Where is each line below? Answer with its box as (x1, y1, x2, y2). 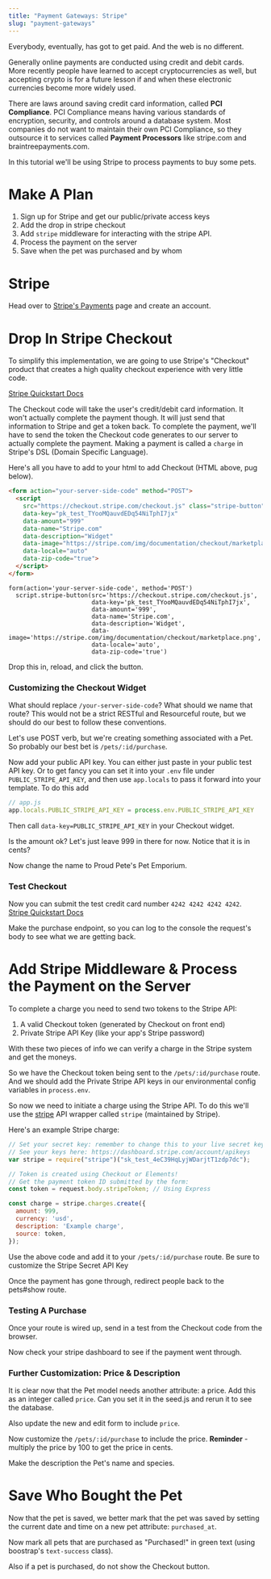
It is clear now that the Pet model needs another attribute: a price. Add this (8, 1385, 256, 1396)
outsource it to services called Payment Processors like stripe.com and (8, 132, 248, 142)
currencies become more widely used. (8, 82, 136, 93)
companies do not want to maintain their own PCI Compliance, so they (8, 124, 242, 134)
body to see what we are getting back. (8, 932, 136, 942)
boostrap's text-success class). (8, 1546, 114, 1556)
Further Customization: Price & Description (8, 1367, 181, 1378)
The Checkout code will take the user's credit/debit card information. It (8, 404, 244, 414)
